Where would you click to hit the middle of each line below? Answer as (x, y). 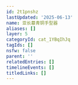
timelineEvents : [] (30, 67)
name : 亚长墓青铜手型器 (32, 23)
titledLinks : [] (26, 73)
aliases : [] (21, 28)
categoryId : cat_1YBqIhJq (38, 40)
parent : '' (20, 56)
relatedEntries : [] (30, 62)
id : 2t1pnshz (22, 12)
